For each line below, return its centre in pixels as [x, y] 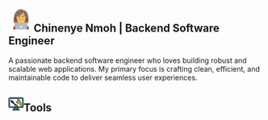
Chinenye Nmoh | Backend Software [126, 29]
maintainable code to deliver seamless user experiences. [103, 77]
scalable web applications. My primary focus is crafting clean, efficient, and [134, 68]
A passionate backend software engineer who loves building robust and [128, 60]
